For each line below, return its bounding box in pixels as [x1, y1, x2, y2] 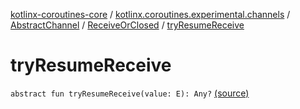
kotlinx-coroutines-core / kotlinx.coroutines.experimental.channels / [10, 9, 291, 20]
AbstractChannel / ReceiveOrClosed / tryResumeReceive [10, 19, 245, 31]
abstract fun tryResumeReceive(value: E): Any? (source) [10, 87, 250, 99]
